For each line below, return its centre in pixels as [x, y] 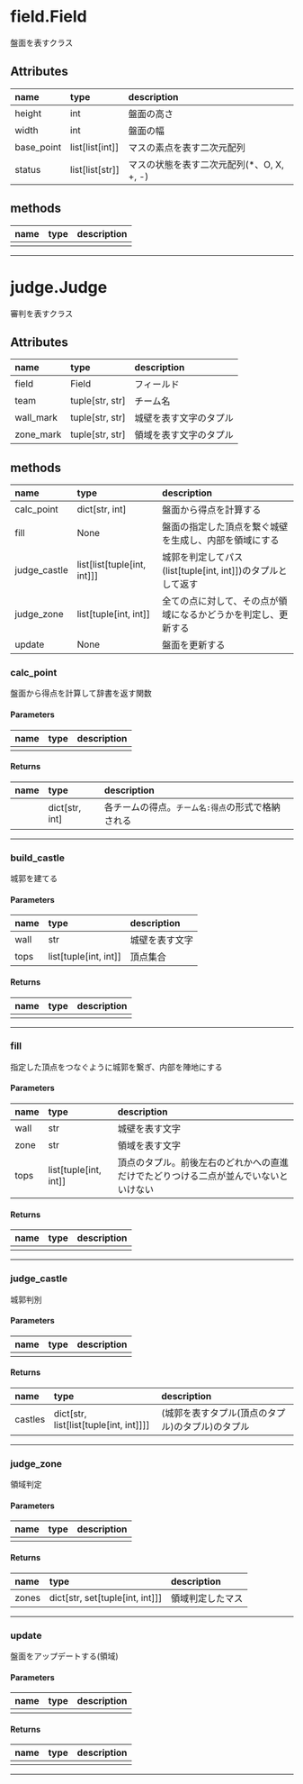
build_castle [38, 858]
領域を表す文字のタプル [184, 435]
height [28, 113]
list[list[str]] [95, 169]
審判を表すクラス [42, 314]
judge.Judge [59, 287]
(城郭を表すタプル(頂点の [214, 1413]
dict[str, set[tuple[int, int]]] [106, 1597]
